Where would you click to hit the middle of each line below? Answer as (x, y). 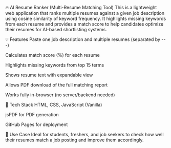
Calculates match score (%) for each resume (52, 55)
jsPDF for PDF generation (32, 114)
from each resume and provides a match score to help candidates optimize (84, 24)
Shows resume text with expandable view (49, 75)
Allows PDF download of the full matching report (57, 85)
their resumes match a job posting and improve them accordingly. (75, 140)
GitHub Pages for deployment (37, 124)
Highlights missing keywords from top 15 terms (55, 65)
